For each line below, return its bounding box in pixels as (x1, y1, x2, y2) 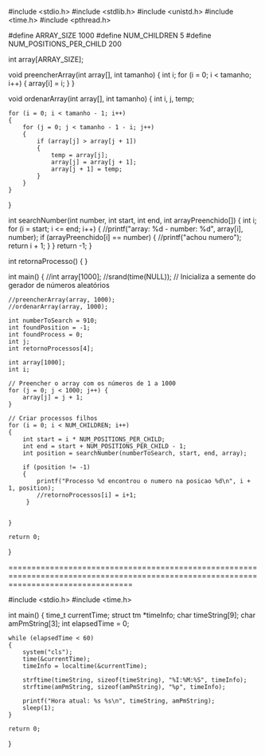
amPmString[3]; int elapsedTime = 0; (8, 619, 130, 628)
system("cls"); (22, 648, 73, 656)
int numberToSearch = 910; (8, 317, 98, 325)
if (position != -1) (22, 463, 91, 471)
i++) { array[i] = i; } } (8, 79, 76, 88)
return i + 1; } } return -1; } (8, 241, 92, 250)
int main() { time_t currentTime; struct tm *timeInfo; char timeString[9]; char (8, 610, 256, 620)
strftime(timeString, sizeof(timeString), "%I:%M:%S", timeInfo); (22, 676, 247, 684)
